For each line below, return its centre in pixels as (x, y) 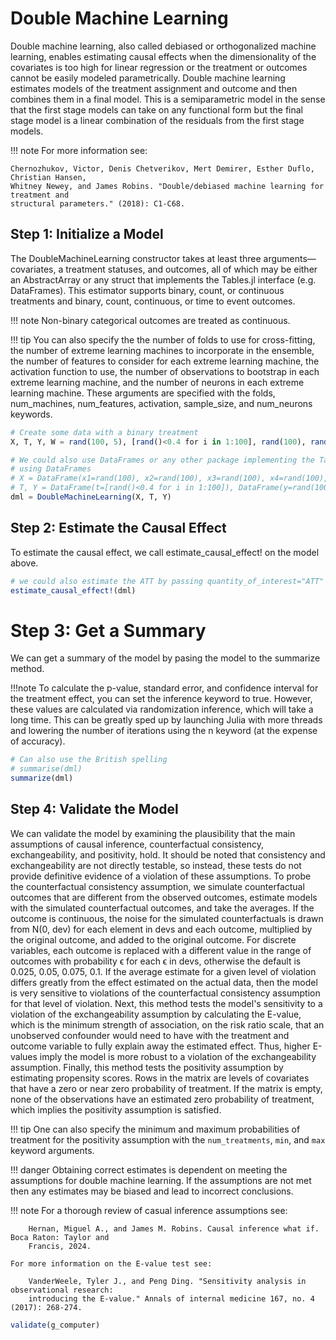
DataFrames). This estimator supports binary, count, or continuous (147, 290)
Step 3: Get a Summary (108, 630)
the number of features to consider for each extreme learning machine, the (165, 361)
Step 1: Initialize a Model (87, 234)
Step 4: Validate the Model (94, 809)
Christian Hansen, (48, 177)
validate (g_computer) (55, 1325)
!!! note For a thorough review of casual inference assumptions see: (149, 1210)
